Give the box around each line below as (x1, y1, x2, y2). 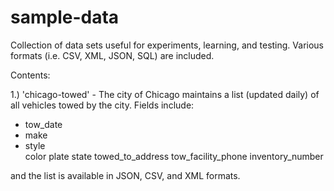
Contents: (10, 69, 51, 81)
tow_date (24, 118, 63, 130)
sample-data (10, 6, 120, 29)
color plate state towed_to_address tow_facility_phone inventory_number (24, 150, 324, 162)
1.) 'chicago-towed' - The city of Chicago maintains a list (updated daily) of (10, 88, 320, 100)
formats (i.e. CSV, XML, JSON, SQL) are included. (10, 49, 215, 61)
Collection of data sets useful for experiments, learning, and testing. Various (10, 39, 325, 51)
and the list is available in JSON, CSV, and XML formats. (10, 169, 241, 181)
